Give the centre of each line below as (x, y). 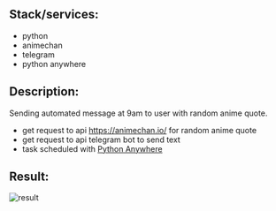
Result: (29, 177)
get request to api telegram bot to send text (101, 139)
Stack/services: (54, 15)
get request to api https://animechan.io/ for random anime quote (139, 130)
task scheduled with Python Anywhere (92, 148)
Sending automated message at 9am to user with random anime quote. (138, 113)
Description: (44, 92)
